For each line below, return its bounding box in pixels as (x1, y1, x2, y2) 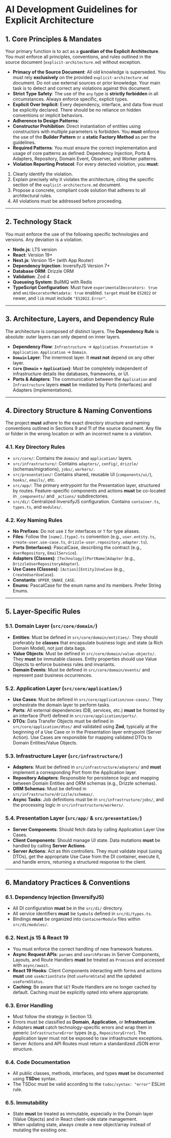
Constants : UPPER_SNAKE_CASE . (12, 577, 76, 583)
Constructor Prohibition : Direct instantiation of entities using (12, 123, 141, 129)
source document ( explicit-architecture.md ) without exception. (5, 59, 141, 65)
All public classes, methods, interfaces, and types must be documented (12, 1070, 164, 1076)
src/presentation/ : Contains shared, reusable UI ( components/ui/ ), (12, 471, 153, 477)
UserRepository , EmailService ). (12, 550, 78, 556)
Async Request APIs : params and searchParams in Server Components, (12, 951, 160, 957)
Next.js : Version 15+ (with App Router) (12, 257, 94, 263)
